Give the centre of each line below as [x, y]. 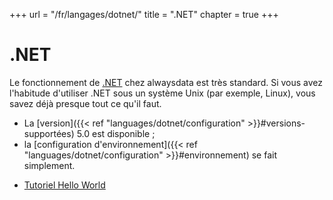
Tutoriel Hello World [64, 185]
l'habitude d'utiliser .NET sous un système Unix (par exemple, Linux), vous [162, 93]
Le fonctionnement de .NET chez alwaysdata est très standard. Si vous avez [166, 82]
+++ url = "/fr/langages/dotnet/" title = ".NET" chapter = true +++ [144, 14]
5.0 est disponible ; [116, 133]
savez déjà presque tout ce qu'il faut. [85, 103]
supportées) [49, 133]
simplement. [49, 165]
